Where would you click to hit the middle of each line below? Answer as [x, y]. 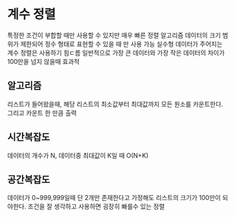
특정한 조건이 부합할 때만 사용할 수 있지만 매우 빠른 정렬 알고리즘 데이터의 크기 [114, 35]
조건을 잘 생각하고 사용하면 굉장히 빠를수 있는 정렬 [96, 206]
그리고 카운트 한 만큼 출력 [42, 112]
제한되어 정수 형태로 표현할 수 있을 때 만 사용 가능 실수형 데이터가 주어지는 [121, 44]
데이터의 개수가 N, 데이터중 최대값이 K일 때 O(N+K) [78, 155]
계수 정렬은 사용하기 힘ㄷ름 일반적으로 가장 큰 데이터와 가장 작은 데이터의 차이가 [116, 53]
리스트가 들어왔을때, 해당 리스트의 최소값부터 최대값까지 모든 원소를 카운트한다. [115, 104]
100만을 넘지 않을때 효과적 [43, 61]
